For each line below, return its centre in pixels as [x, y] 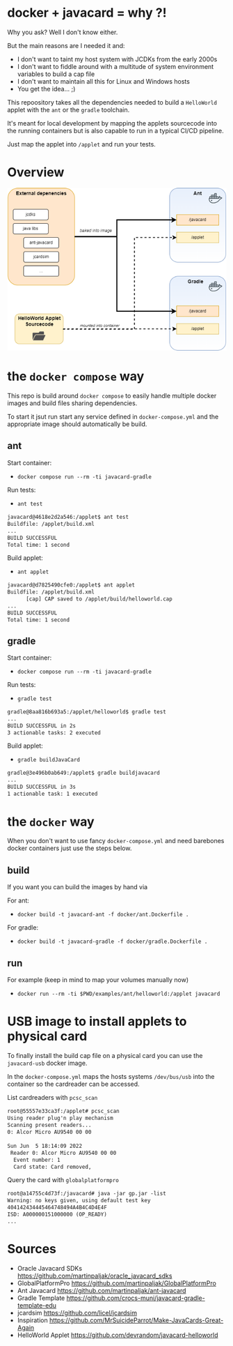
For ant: [18, 900]
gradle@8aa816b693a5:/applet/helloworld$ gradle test [87, 712]
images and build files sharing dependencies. [72, 403]
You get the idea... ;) [46, 89]
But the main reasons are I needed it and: [66, 45]
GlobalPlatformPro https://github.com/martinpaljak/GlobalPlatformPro [117, 1283]
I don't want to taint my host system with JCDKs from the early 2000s [117, 59]
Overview [36, 173]
